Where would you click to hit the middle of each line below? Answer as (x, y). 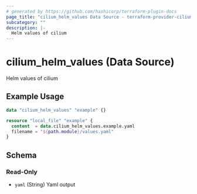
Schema (21, 155)
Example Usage (35, 97)
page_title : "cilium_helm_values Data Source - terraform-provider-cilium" (101, 17)
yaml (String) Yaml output (45, 184)
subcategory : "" (26, 22)
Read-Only (22, 172)
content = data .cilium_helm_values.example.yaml (73, 126)
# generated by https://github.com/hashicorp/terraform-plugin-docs (91, 11)
